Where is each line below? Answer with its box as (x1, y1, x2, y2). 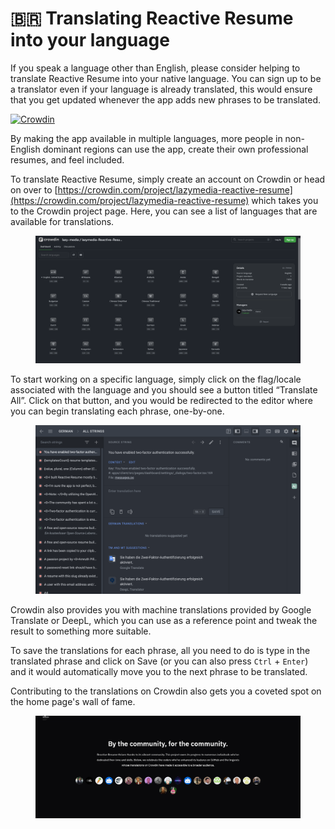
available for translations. (10, 215, 115, 227)
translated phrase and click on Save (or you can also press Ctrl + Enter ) (10, 655, 309, 667)
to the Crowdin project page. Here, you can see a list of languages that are (10, 205, 318, 217)
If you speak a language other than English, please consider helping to (10, 62, 301, 74)
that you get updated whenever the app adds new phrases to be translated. (10, 93, 322, 106)
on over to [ (10, 183, 58, 196)
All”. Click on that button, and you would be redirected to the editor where (10, 395, 313, 407)
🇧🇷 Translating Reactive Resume (10, 7, 294, 30)
